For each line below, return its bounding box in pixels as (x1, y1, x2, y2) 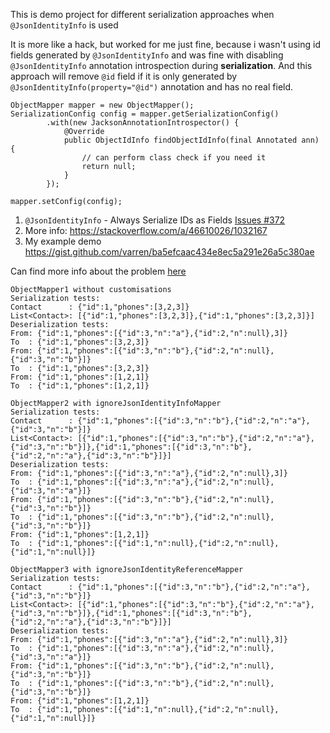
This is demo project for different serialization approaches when (10, 9, 275, 20)
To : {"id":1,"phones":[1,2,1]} (10, 381, 150, 391)
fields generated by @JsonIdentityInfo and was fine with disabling (10, 49, 284, 61)
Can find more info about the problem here (10, 265, 187, 277)
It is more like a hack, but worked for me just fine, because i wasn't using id (10, 39, 321, 50)
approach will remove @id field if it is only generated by (10, 70, 238, 82)
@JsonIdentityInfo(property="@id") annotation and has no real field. (10, 81, 294, 93)
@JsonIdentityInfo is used (10, 19, 119, 31)
